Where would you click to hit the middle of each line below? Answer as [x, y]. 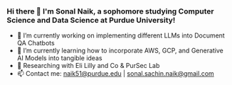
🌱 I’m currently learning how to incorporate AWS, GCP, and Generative [120, 51]
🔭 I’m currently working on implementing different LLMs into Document [121, 35]
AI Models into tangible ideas [59, 58]
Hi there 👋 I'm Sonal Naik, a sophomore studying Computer [110, 11]
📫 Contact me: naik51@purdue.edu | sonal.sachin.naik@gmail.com [115, 74]
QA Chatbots [36, 43]
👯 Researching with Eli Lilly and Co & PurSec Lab [88, 66]
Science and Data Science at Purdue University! [91, 20]
